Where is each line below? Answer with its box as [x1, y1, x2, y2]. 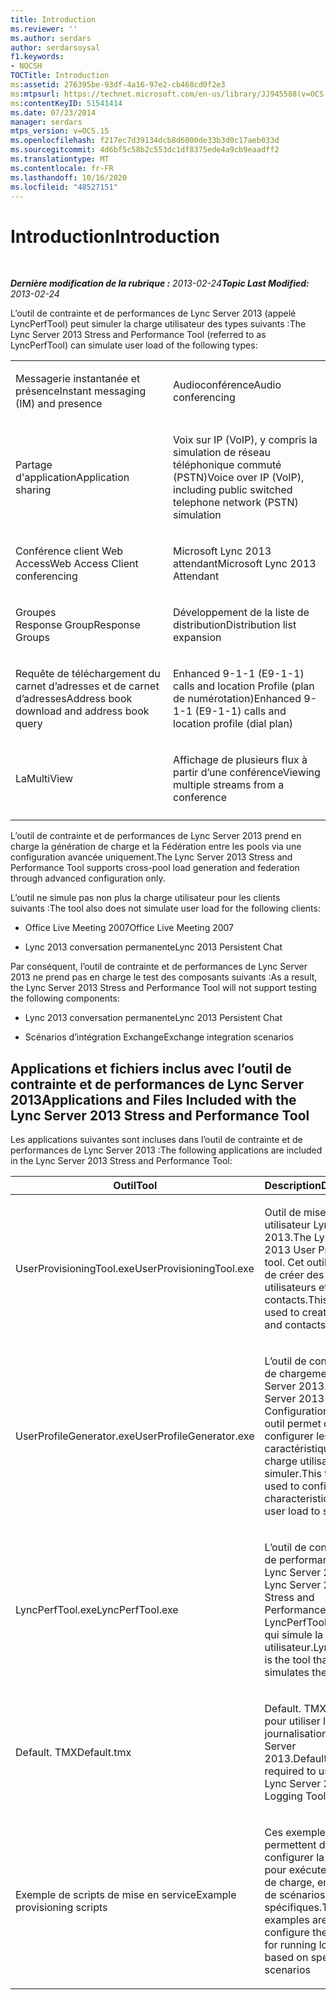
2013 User [264, 1243, 316, 1257]
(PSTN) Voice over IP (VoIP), [173, 471, 305, 485]
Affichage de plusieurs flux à [173, 753, 308, 767]
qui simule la [264, 1628, 324, 1642]
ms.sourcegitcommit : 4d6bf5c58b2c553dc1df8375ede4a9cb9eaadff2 [10, 145, 280, 155]
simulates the [264, 1666, 328, 1680]
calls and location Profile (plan [173, 679, 315, 693]
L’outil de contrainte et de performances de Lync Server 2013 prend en [10, 830, 302, 842]
